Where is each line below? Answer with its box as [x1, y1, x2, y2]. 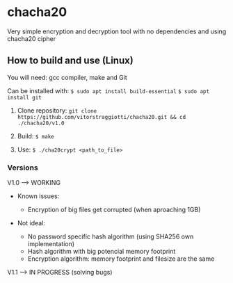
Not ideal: [17, 219, 45, 227]
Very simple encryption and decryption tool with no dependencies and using [7, 27, 227, 35]
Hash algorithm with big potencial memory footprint [27, 248, 176, 256]
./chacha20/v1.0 [17, 120, 65, 127]
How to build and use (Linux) [7, 55, 134, 67]
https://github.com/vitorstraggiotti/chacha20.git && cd [17, 113, 186, 120]
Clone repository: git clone [17, 106, 97, 115]
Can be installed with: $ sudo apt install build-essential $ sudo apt [7, 86, 210, 95]
